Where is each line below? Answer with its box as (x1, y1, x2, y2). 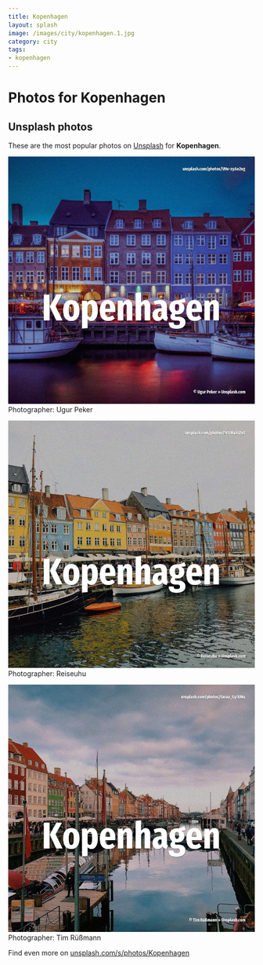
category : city (8, 38, 58, 46)
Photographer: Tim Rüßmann (8, 933, 102, 942)
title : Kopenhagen (8, 13, 68, 20)
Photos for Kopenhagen (8, 89, 166, 107)
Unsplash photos (8, 120, 93, 133)
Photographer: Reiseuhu (8, 669, 87, 678)
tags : (8, 46, 26, 54)
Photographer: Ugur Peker (8, 405, 93, 414)
